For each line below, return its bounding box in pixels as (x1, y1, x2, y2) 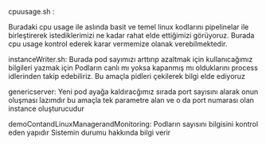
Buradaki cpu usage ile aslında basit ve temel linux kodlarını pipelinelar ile (8, 22, 249, 31)
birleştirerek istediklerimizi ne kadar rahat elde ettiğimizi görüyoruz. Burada (8, 31, 255, 40)
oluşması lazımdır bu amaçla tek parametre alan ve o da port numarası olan (8, 96, 255, 104)
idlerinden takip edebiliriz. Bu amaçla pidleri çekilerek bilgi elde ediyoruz (8, 72, 245, 80)
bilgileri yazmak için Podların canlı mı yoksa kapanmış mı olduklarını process (8, 63, 259, 72)
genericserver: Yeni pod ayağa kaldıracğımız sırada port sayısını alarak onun (8, 87, 259, 96)
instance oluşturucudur (8, 104, 85, 113)
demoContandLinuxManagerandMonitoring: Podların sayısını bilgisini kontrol (8, 120, 259, 128)
